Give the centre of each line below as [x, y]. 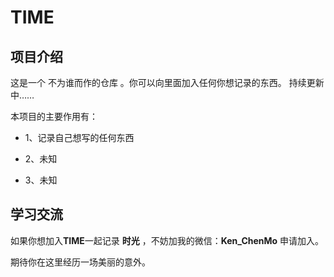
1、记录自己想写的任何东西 [79, 137]
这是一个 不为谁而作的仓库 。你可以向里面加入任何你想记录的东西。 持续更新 [167, 82]
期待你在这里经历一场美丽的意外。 [80, 262]
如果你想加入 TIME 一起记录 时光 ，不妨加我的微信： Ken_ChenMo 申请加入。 [167, 240]
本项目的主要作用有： [54, 116]
